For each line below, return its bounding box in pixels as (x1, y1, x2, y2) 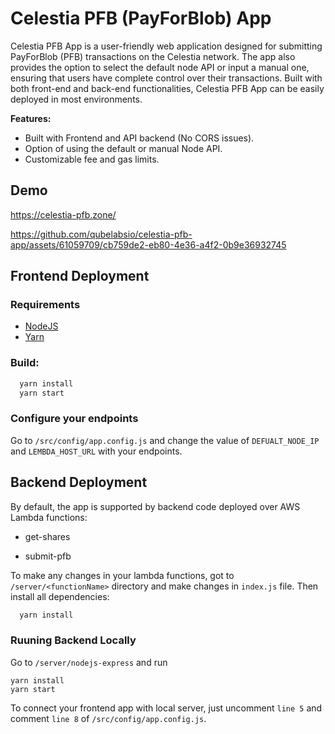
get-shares (24, 530, 71, 542)
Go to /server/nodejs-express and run (10, 656, 168, 668)
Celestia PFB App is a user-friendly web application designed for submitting (10, 40, 323, 52)
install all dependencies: (10, 590, 110, 602)
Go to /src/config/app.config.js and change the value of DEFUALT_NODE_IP (10, 434, 320, 446)
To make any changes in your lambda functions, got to (10, 569, 235, 581)
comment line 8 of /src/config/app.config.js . (10, 712, 207, 724)
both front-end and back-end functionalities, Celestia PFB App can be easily (10, 82, 325, 94)
